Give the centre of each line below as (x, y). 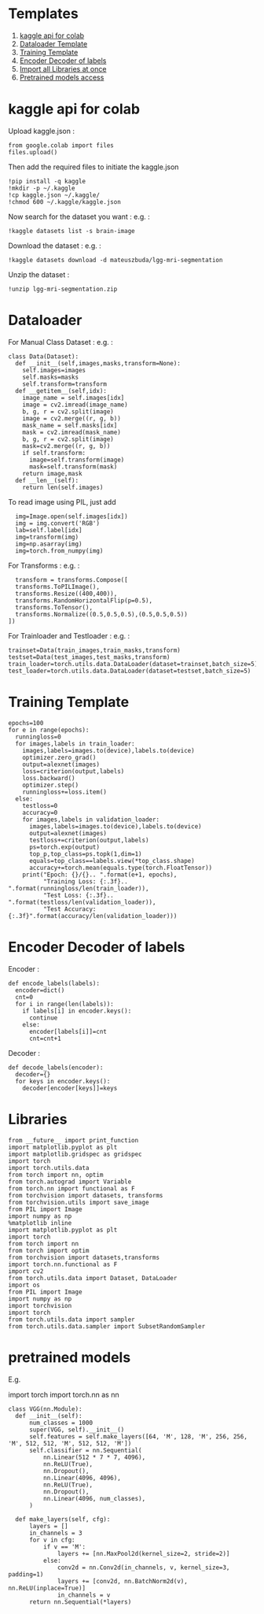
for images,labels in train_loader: (75, 744)
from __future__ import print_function (73, 1140)
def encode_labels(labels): (54, 983)
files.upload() (33, 152)
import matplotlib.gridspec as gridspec (75, 1154)
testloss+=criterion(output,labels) (89, 840)
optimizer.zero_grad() (59, 757)
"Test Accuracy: (70, 909)
